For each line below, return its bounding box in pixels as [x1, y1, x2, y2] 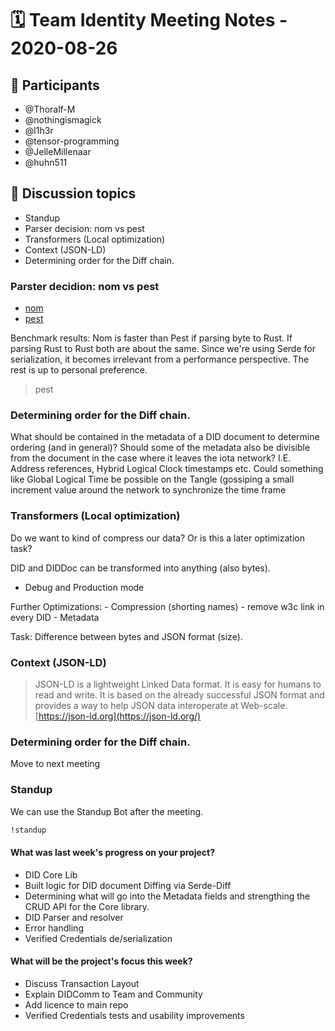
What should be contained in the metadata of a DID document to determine [10, 431, 320, 443]
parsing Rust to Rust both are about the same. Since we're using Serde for [10, 343, 316, 355]
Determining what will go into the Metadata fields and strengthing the [24, 890, 311, 902]
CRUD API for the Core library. [24, 900, 150, 912]
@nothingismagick [24, 114, 102, 126]
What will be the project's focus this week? [10, 955, 193, 967]
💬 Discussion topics [10, 185, 137, 202]
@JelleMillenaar [24, 146, 92, 157]
